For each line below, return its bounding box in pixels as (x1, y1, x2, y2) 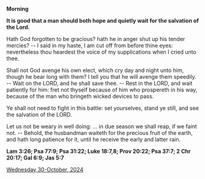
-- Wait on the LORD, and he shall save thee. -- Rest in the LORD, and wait (6, 79, 193, 87)
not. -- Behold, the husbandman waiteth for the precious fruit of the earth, (6, 130, 193, 136)
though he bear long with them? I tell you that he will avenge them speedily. (6, 73, 197, 80)
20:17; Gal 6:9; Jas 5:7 (6, 154, 64, 161)
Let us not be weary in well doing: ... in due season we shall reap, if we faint (6, 123, 197, 130)
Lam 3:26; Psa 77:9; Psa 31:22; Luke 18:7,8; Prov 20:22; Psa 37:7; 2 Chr (6, 148, 191, 155)
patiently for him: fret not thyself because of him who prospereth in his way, (6, 86, 198, 93)
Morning (6, 5, 29, 12)
